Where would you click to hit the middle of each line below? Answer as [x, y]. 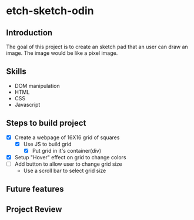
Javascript [27, 104]
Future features [35, 189]
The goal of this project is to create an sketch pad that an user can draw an [97, 47]
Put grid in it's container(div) [67, 150]
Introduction [29, 33]
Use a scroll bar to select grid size [65, 170]
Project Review [34, 209]
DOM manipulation [37, 86]
